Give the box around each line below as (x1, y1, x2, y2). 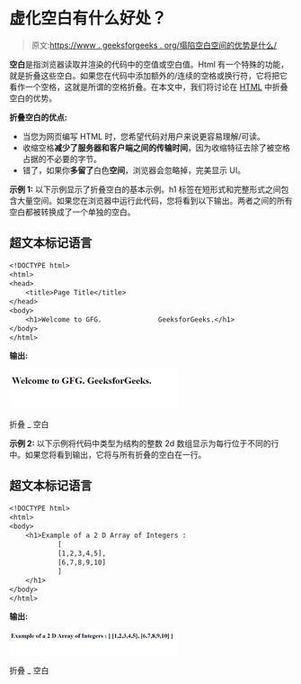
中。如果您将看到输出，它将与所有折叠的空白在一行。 (9, 449, 207, 460)
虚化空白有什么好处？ (9, 8, 168, 29)
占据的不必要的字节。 (22, 153, 102, 164)
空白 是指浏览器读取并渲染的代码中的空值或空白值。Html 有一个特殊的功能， (9, 59, 289, 69)
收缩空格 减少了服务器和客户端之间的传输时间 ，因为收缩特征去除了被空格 (22, 141, 290, 153)
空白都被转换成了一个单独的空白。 (9, 206, 136, 217)
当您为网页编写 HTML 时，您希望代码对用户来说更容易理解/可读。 (22, 131, 265, 141)
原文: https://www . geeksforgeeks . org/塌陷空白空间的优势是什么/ (31, 40, 277, 50)
